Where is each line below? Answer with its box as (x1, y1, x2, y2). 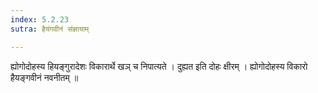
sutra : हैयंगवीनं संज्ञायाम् (10, 24, 90, 34)
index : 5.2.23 (10, 14, 70, 25)
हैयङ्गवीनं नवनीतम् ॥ (10, 71, 79, 83)
